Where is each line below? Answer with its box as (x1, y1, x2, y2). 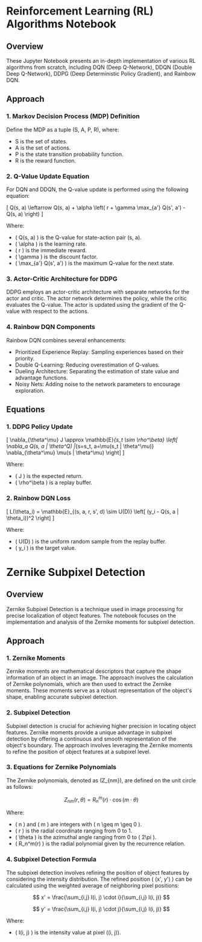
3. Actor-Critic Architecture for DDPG (6, 274, 118, 283)
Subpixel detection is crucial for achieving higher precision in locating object (6, 722, 196, 730)
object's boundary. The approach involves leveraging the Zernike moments (6, 741, 193, 748)
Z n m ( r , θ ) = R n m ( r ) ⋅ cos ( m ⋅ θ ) (64, 794, 139, 805)
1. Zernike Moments (6, 653, 65, 662)
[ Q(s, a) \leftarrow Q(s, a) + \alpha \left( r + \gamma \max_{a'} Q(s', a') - (6, 204, 186, 211)
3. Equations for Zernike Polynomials (6, 763, 116, 771)
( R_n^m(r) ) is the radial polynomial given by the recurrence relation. (14, 840, 186, 848)
